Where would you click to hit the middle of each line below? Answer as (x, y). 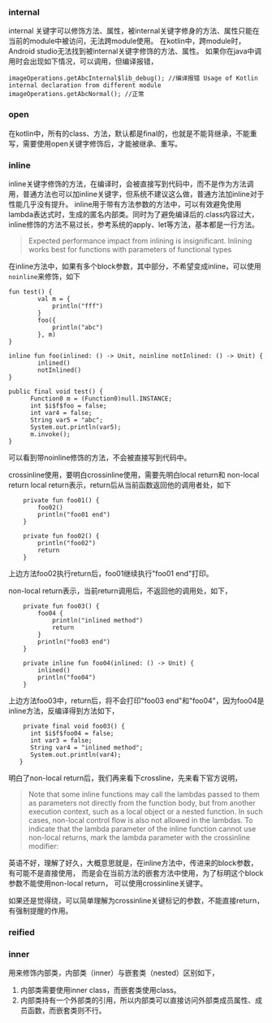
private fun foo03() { (61, 606)
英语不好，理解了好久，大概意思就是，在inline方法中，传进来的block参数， (133, 863)
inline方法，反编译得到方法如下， (64, 710)
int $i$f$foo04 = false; (72, 733)
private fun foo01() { (61, 500)
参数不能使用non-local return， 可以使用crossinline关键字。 (108, 883)
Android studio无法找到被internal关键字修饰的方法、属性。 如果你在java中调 (135, 51)
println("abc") (78, 327)
